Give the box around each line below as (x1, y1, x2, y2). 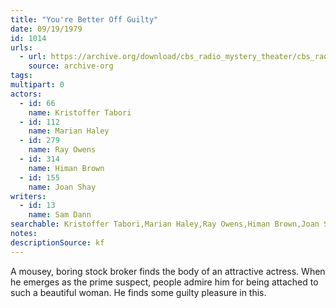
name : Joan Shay (28, 182, 97, 192)
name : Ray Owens (28, 145, 97, 155)
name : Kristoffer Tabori (28, 107, 132, 118)
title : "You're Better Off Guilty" (10, 14, 159, 25)
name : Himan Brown (28, 163, 105, 173)
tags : (10, 71, 33, 81)
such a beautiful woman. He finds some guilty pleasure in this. (10, 286, 267, 298)
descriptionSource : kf (10, 237, 105, 248)
